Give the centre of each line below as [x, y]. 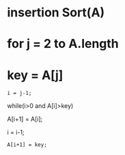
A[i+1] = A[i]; [25, 119]
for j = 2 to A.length [63, 44]
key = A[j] [35, 75]
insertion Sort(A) [56, 13]
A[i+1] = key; [27, 145]
